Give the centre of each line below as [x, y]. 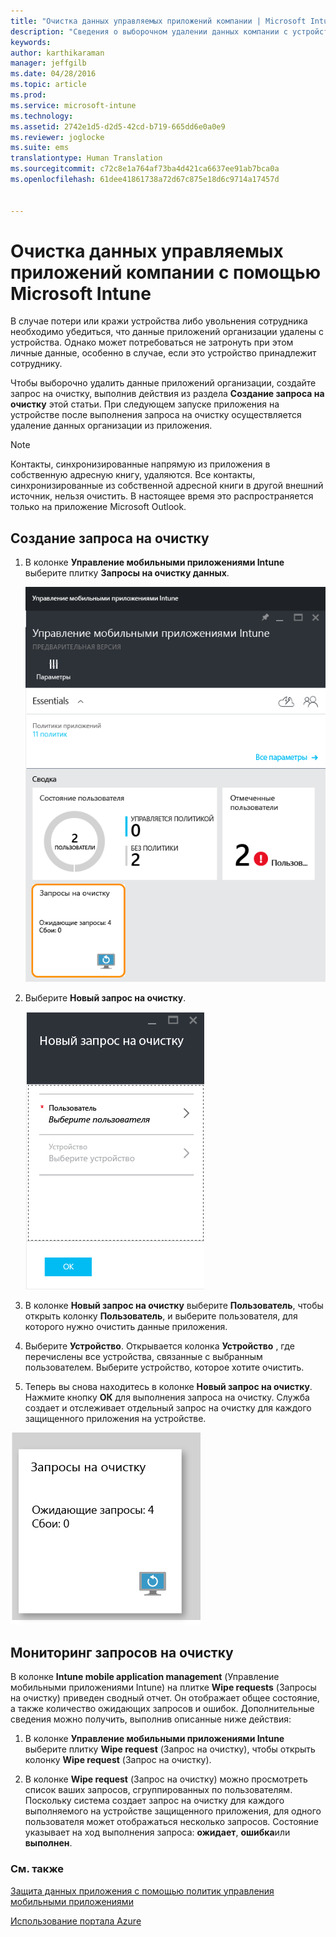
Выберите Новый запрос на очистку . [105, 998]
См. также [37, 1869]
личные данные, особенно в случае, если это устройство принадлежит [163, 353]
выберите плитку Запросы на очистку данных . [127, 573]
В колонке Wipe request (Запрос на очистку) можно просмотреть [166, 1779]
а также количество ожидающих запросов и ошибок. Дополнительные [162, 1709]
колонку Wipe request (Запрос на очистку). [118, 1760]
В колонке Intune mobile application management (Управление [145, 1677]
